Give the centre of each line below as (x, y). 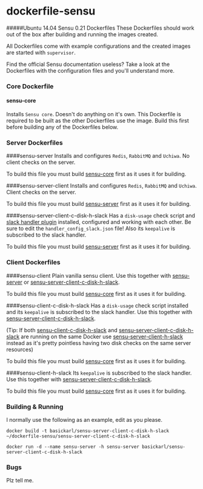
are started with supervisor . (41, 52)
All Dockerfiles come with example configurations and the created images (98, 46)
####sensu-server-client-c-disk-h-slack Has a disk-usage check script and (101, 215)
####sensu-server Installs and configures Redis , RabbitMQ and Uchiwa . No (98, 156)
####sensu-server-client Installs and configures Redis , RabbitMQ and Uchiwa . (101, 186)
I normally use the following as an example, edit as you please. (84, 419)
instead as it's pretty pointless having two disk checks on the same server (99, 343)
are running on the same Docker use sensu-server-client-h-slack (102, 336)
